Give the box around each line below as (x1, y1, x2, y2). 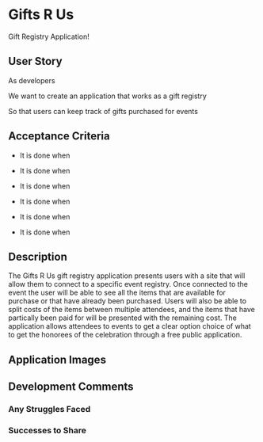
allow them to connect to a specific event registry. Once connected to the (8, 280, 248, 289)
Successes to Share (8, 425, 87, 436)
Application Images (8, 352, 107, 366)
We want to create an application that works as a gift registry (8, 91, 208, 101)
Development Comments (8, 380, 134, 394)
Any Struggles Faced (8, 404, 91, 415)
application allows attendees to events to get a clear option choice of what (8, 322, 251, 331)
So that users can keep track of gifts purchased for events (8, 106, 198, 116)
